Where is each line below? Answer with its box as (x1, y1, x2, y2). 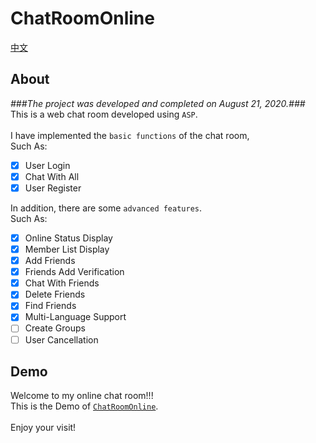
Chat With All (24, 170, 80, 182)
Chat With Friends (24, 277, 100, 289)
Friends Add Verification (24, 266, 125, 278)
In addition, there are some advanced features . (10, 202, 203, 214)
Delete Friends (24, 288, 86, 301)
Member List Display (24, 243, 110, 255)
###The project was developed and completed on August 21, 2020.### (10, 97, 306, 109)
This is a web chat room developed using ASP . (10, 108, 198, 120)
